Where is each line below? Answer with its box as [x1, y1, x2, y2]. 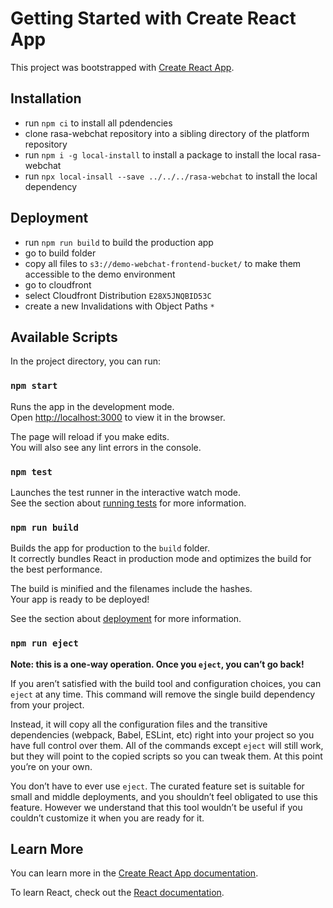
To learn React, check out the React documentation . [10, 887, 225, 899]
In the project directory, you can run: [10, 355, 161, 367]
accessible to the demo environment [24, 268, 176, 280]
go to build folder [24, 247, 97, 259]
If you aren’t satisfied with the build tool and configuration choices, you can [10, 677, 322, 689]
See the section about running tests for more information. [10, 497, 247, 509]
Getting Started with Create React [10, 7, 297, 30]
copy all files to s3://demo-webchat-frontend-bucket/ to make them [24, 257, 302, 269]
